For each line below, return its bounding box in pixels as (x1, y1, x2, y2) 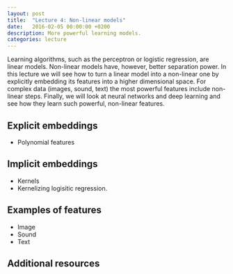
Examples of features (7, 204, 102, 216)
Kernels (17, 177, 40, 185)
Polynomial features (17, 138, 75, 146)
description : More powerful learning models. (7, 29, 141, 37)
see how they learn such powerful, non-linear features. (7, 99, 165, 108)
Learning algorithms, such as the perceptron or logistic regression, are (7, 55, 209, 63)
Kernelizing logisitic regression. (17, 184, 108, 192)
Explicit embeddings (7, 120, 98, 131)
